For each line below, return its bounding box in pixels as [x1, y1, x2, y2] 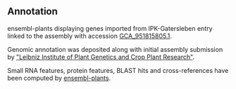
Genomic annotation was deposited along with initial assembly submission [7, 45, 223, 53]
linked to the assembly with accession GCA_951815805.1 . [7, 32, 173, 40]
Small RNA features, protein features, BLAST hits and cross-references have [7, 66, 229, 74]
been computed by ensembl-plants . [7, 74, 111, 82]
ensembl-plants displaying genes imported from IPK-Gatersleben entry [7, 24, 213, 32]
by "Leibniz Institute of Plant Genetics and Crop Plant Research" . [7, 53, 195, 61]
